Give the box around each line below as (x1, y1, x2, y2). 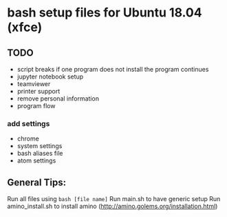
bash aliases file (17, 149, 63, 158)
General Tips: (7, 176, 67, 188)
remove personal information (17, 94, 100, 103)
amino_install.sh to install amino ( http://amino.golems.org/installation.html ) (7, 202, 218, 211)
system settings (17, 142, 63, 150)
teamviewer (17, 80, 51, 87)
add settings (7, 118, 50, 128)
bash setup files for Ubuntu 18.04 (7, 5, 202, 21)
